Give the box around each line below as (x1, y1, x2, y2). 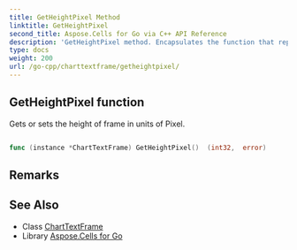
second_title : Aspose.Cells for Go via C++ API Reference (9, 29, 227, 38)
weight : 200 (9, 54, 53, 63)
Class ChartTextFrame (21, 221, 103, 231)
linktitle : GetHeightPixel (9, 21, 109, 30)
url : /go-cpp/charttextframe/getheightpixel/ (9, 63, 179, 72)
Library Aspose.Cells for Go (21, 231, 123, 241)
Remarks (9, 167, 60, 182)
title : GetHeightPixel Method (9, 12, 121, 22)
